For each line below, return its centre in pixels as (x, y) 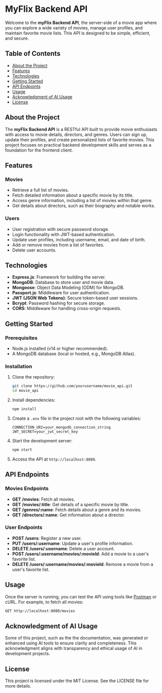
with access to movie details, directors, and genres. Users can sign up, (76, 134)
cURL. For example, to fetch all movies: (44, 602)
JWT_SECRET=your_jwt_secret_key (45, 432)
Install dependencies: (34, 400)
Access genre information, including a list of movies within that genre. (82, 201)
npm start (22, 450)
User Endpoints (24, 527)
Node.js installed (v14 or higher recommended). (60, 349)
